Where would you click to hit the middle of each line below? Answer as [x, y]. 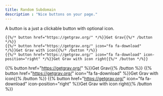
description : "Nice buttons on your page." [51, 14]
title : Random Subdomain [30, 10]
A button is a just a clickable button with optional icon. [60, 28]
